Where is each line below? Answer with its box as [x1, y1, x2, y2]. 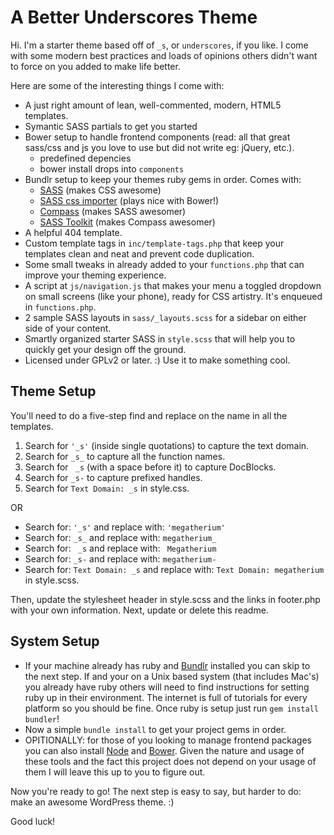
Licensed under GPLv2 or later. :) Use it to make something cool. [24, 354, 291, 366]
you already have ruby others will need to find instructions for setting [24, 681, 310, 693]
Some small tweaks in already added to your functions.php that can [24, 258, 305, 270]
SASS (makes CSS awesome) [39, 184, 162, 196]
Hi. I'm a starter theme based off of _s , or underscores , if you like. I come [10, 39, 309, 51]
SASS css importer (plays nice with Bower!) [39, 194, 220, 206]
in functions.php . [24, 301, 97, 313]
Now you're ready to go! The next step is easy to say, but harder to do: [10, 785, 302, 797]
